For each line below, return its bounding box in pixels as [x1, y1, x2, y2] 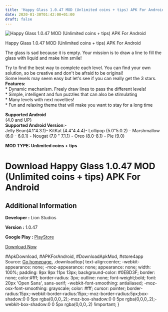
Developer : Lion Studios [5, 215, 56, 221]
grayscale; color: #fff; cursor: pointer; [48, 285, 126, 291]
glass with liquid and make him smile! [5, 55, 82, 61]
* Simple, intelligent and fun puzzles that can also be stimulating [5, 91, 137, 98]
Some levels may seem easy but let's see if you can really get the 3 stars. [5, 76, 156, 82]
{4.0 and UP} [5, 117, 32, 123]
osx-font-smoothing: [5, 285, 48, 291]
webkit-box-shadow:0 [5, 301, 51, 307]
